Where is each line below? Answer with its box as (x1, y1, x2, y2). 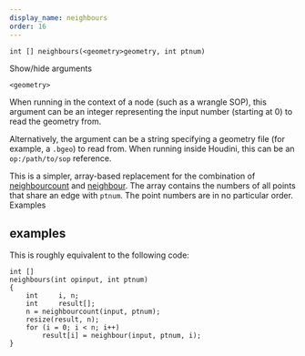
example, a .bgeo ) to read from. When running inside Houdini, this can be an (9, 143, 295, 154)
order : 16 (9, 22, 47, 31)
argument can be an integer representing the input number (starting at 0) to (9, 106, 293, 117)
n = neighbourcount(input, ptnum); (25, 307, 161, 317)
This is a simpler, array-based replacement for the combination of (9, 170, 256, 181)
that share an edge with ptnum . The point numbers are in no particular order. (9, 189, 294, 200)
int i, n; (25, 291, 79, 300)
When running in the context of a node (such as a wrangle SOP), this (9, 97, 267, 107)
